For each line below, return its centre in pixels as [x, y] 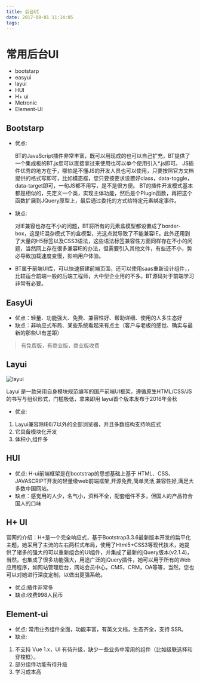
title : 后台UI [23, 12]
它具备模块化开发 [36, 431]
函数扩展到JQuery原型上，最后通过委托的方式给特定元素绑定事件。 [97, 201]
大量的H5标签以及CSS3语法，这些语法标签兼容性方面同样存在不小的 [104, 241]
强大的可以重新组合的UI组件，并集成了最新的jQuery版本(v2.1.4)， [112, 553]
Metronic [26, 103]
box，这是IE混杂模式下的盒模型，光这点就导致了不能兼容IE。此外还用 [100, 234]
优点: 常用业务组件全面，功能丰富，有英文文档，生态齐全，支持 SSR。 [101, 629]
